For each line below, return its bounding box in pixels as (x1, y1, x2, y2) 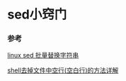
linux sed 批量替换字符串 (7, 51, 79, 60)
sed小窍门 (7, 6, 67, 23)
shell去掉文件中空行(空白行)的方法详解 (7, 66, 119, 75)
